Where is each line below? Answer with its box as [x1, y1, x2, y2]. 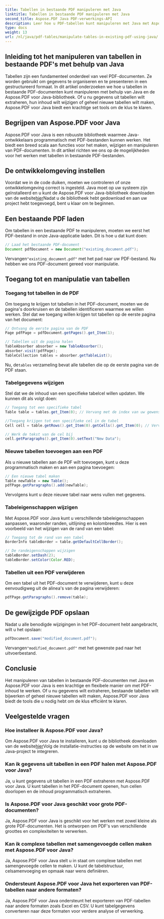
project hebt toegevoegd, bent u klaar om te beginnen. [5, 200, 115, 206]
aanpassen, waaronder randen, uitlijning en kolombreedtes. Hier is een [5, 520, 147, 526]
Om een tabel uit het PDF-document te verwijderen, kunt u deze [5, 580, 134, 586]
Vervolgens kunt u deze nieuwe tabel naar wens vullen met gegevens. [5, 492, 146, 497]
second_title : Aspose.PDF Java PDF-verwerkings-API [5, 16, 112, 21]
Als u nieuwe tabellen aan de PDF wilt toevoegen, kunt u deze [5, 459, 129, 465]
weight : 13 [5, 30, 27, 35]
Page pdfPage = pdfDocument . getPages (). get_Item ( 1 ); [5, 330, 115, 335]
